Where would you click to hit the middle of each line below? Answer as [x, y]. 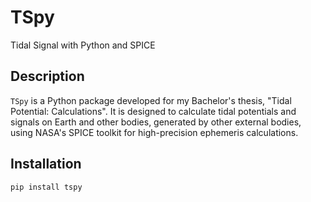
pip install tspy [46, 187]
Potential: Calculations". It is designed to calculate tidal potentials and [153, 111]
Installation [46, 164]
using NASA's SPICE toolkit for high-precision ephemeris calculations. [154, 132]
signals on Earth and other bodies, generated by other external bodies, [156, 122]
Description [47, 76]
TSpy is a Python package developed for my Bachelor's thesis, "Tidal [151, 100]
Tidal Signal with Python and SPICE [83, 45]
